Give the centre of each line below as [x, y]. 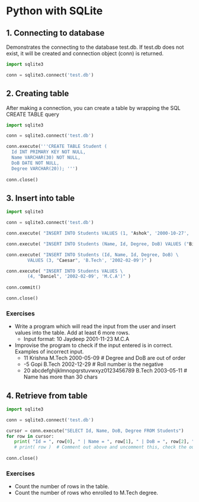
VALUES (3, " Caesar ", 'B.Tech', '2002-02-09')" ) [90, 260]
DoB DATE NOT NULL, [36, 163]
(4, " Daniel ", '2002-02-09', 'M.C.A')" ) [79, 277]
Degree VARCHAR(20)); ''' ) [45, 168]
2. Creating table [38, 94]
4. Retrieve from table [47, 395]
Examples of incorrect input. [49, 352]
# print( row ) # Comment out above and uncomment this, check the [100, 447]
